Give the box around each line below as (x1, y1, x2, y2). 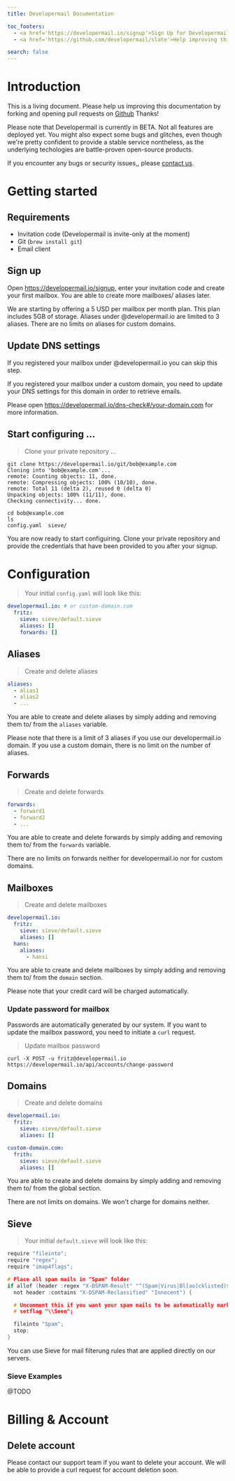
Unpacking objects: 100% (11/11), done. (7, 491, 127, 498)
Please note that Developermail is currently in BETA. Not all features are (7, 123, 213, 132)
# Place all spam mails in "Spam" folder (7, 1276, 130, 1283)
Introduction (7, 79, 81, 95)
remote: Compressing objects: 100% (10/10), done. (7, 479, 158, 486)
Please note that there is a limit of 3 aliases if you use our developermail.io (7, 734, 222, 742)
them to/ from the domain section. (7, 974, 103, 982)
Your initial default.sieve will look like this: (24, 1236, 148, 1245)
